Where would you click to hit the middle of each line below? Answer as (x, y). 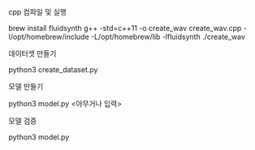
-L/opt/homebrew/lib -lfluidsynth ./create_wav (168, 36)
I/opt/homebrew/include (49, 36)
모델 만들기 (26, 86)
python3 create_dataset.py (53, 70)
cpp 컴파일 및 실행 (38, 12)
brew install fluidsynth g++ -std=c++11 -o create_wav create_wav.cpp (125, 28)
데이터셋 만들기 (32, 54)
